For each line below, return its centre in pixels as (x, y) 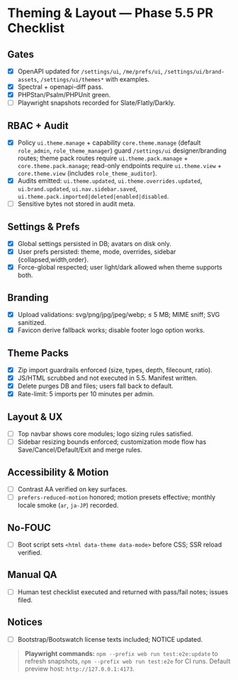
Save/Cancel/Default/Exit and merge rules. (80, 450)
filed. (25, 600)
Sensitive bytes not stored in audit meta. (76, 204)
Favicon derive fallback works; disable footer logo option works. (111, 330)
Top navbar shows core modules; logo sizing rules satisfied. (105, 434)
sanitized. (32, 323)
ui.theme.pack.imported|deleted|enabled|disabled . (93, 196)
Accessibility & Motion (58, 472)
